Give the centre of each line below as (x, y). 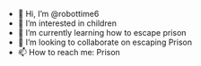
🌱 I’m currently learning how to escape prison (102, 33)
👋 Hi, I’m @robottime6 (58, 14)
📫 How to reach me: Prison (69, 52)
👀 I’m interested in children (67, 23)
